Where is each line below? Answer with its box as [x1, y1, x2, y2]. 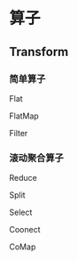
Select [9, 207, 33, 218]
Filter [9, 127, 28, 138]
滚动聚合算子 [9, 151, 65, 164]
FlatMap [9, 110, 40, 121]
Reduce [9, 173, 37, 184]
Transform [9, 44, 69, 59]
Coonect [9, 224, 42, 235]
